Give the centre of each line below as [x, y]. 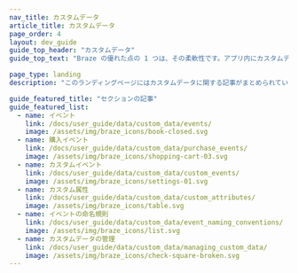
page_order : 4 [35, 34]
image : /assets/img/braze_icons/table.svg [105, 206]
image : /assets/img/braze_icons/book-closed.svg [117, 132]
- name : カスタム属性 [53, 190]
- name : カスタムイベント [59, 165]
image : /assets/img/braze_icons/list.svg [102, 230]
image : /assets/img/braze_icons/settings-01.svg [117, 181]
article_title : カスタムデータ [62, 26]
